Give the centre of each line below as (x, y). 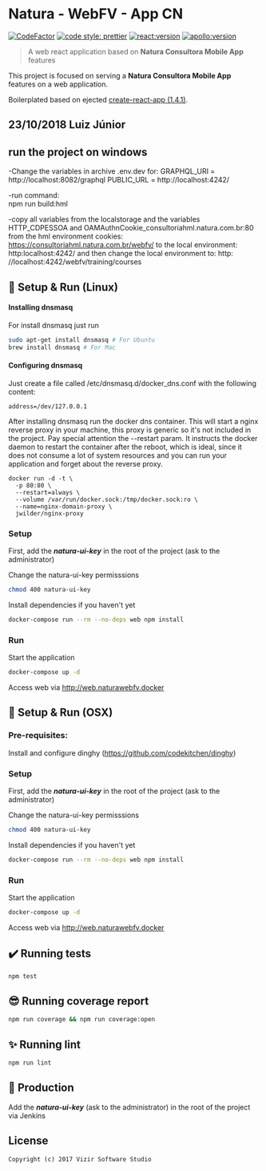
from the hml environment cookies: (66, 236)
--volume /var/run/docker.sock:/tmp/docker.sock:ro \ (107, 499)
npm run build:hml (38, 204)
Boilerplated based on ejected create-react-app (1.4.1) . (98, 99)
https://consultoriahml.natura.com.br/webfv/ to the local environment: (123, 245)
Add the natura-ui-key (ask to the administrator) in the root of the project (129, 1107)
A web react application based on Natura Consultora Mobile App (135, 51)
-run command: (34, 195)
